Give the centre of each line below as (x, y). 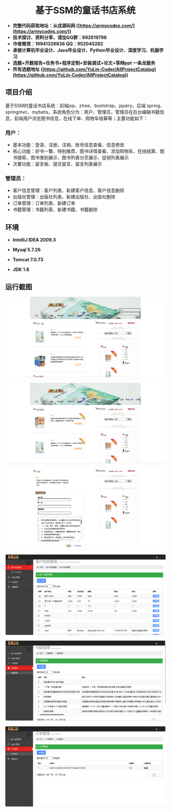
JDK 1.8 (21, 270)
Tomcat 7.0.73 (28, 260)
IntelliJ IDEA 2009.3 (34, 240)
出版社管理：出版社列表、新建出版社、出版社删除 (64, 197)
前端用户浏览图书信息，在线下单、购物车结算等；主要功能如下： (81, 118)
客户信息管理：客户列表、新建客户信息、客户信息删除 (68, 191)
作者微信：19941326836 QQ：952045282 (58, 43)
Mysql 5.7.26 (26, 250)
